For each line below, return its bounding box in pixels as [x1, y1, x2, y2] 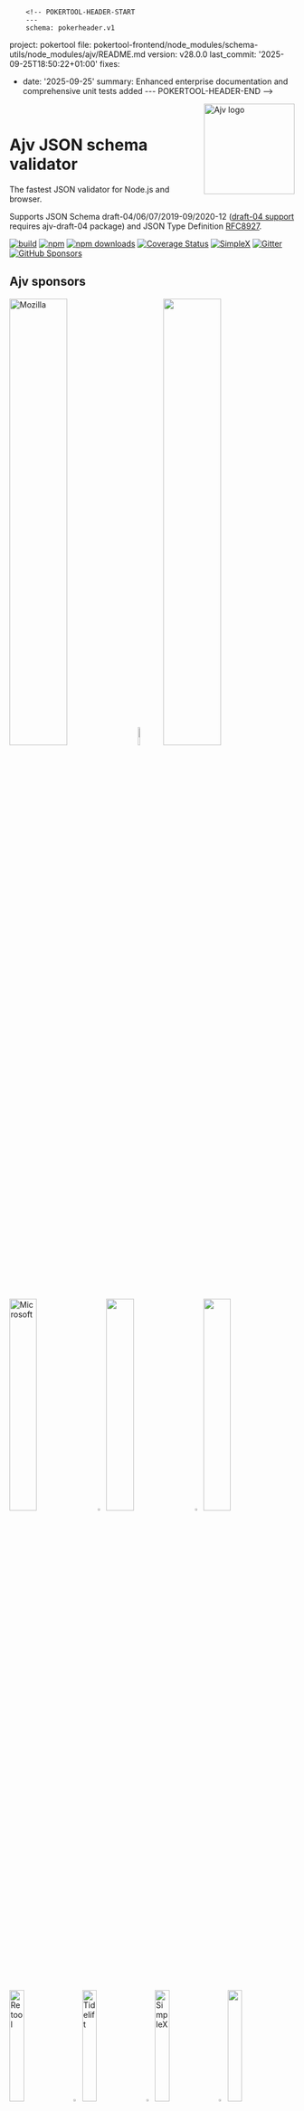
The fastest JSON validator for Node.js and [9, 184, 170, 194]
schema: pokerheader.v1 [25, 24, 116, 33]
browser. [9, 194, 43, 204]
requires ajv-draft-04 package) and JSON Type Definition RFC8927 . [9, 221, 262, 232]
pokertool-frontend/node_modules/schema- [93, 40, 259, 50]
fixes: [99, 59, 120, 69]
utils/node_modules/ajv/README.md [9, 49, 147, 60]
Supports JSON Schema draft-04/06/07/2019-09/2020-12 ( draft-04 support [9, 211, 295, 222]
